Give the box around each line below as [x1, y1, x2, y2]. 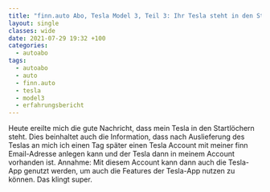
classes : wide [8, 27, 56, 35]
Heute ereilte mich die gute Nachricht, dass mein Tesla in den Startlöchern [8, 124, 255, 133]
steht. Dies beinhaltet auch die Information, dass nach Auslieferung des [8, 132, 245, 141]
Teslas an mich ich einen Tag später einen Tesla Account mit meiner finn [8, 141, 248, 150]
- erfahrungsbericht [15, 101, 84, 109]
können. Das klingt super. [8, 174, 92, 185]
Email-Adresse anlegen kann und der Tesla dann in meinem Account [8, 149, 235, 159]
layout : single [8, 19, 59, 27]
